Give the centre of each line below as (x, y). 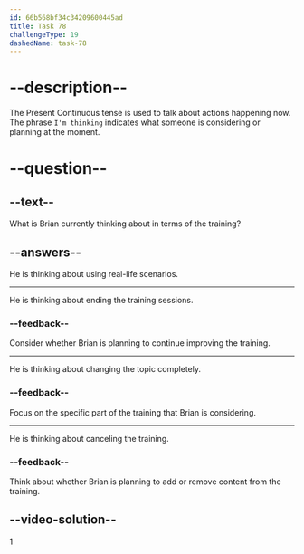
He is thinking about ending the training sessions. (101, 300)
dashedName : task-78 (48, 43)
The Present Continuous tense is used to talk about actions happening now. (150, 113)
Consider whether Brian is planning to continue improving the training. (140, 343)
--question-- (58, 169)
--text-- (32, 201)
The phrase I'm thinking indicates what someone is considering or (135, 122)
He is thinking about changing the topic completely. (105, 369)
